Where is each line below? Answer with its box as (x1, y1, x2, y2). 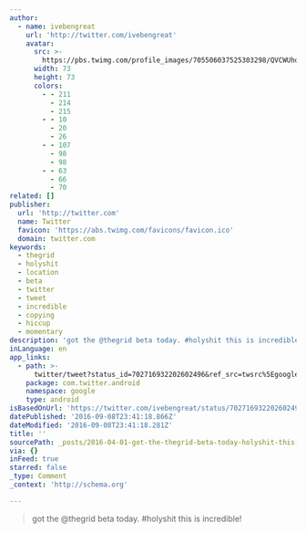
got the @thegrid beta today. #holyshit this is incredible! (31, 513, 242, 524)
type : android (25, 395, 79, 404)
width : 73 (33, 65, 71, 74)
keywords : (9, 243, 47, 252)
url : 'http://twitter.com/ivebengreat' (25, 30, 178, 39)
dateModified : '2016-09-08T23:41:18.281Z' (9, 421, 173, 430)
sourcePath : (9, 437, 55, 447)
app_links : (9, 352, 51, 361)
